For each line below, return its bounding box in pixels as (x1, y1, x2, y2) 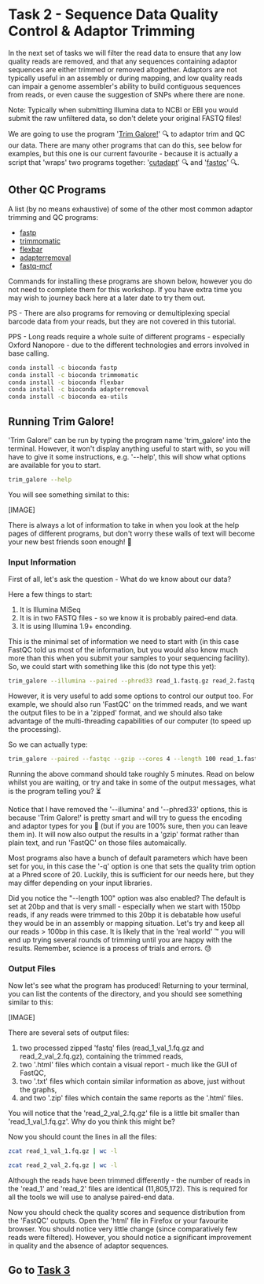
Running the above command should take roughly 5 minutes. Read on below (8, 769, 255, 778)
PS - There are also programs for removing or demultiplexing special (8, 308, 230, 317)
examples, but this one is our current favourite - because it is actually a (8, 148, 238, 158)
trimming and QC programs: (8, 212, 99, 221)
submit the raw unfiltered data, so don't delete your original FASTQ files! (8, 113, 242, 123)
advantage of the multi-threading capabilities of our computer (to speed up (8, 716, 251, 726)
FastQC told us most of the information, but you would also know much (8, 646, 238, 655)
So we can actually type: (8, 740, 88, 749)
